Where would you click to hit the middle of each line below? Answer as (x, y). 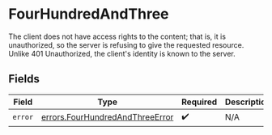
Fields (24, 79)
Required (199, 102)
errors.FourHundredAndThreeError (107, 117)
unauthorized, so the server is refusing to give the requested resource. (126, 44)
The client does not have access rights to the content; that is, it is (117, 36)
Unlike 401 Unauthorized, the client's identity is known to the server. (122, 53)
